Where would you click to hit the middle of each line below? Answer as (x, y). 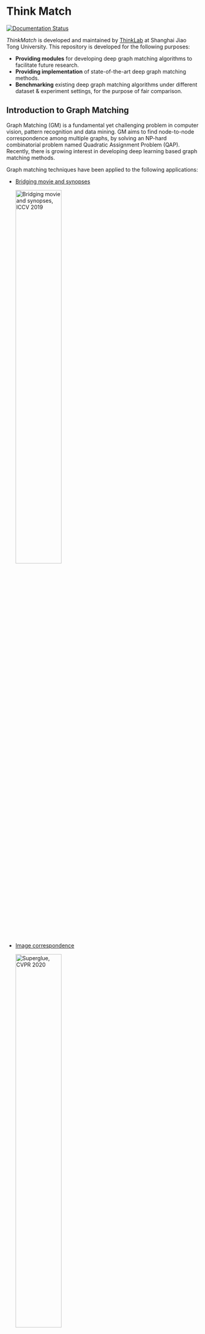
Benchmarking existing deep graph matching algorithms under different (106, 85)
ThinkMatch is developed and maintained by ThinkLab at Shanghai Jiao (96, 40)
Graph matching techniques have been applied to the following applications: (102, 169)
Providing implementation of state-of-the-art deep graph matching (101, 71)
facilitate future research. (47, 65)
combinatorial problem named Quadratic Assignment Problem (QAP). (93, 145)
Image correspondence (45, 946)
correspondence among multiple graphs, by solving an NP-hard (87, 138)
